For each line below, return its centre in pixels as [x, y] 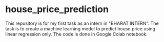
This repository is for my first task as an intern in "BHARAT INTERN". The [82, 23]
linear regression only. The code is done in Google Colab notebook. [76, 34]
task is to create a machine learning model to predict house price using [80, 28]
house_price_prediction [57, 9]
